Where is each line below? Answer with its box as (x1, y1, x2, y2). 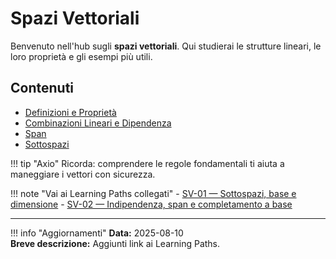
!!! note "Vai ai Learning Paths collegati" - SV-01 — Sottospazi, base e (10, 187, 297, 199)
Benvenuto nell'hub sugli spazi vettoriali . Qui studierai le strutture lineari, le (10, 40, 322, 52)
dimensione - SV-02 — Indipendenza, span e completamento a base (10, 198, 293, 210)
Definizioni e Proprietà (24, 106, 117, 118)
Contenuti (10, 80, 75, 97)
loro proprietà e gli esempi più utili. (10, 50, 153, 62)
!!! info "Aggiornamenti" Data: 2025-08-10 (10, 227, 184, 239)
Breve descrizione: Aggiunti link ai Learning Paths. (10, 237, 221, 249)
